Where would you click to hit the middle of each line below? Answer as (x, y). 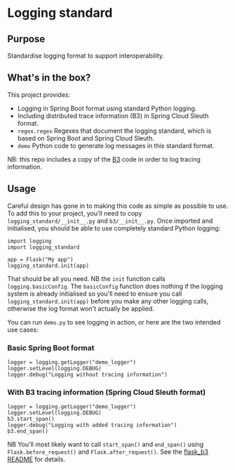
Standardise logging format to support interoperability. (86, 56)
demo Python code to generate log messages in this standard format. (116, 145)
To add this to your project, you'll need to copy (75, 213)
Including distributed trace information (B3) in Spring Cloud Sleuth (113, 116)
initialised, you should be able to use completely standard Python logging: (114, 228)
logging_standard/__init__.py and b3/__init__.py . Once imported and (110, 221)
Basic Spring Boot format (51, 348)
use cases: (23, 329)
